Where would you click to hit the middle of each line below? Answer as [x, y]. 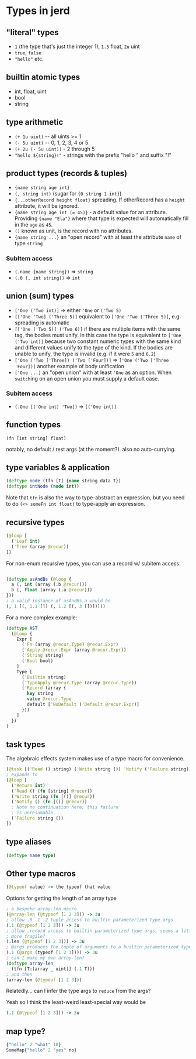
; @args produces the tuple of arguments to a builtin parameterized [92, 947]
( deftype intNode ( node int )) [43, 486]
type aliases [29, 842]
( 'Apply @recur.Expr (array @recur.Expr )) [74, 650]
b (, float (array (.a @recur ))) [52, 590]
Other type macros [41, 873]
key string [40, 694]
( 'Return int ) [28, 786]
